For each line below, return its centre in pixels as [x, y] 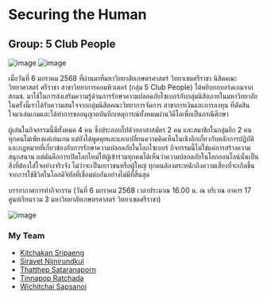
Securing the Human [77, 15]
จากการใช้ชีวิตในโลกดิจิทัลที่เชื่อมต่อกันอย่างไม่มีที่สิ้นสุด [79, 174]
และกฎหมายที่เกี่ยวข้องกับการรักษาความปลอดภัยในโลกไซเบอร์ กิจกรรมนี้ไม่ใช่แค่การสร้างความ [130, 148]
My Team [27, 236]
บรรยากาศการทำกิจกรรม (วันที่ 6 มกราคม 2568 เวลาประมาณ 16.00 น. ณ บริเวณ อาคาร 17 [130, 190]
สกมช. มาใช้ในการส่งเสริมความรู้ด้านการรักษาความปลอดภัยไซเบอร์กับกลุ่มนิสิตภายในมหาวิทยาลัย [133, 96]
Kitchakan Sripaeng [52, 253]
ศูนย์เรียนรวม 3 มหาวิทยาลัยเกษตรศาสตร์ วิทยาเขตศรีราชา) [85, 199]
